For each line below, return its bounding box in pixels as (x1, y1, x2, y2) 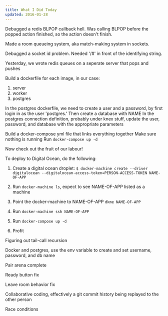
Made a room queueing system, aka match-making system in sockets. (5, 40, 149, 46)
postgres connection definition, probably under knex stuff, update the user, (5, 115, 160, 121)
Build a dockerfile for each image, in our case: (5, 75, 100, 81)
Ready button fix (5, 271, 39, 277)
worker (12, 90, 27, 96)
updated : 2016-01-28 (5, 12, 48, 17)
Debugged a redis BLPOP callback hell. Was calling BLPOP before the (5, 25, 148, 31)
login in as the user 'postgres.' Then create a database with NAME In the (5, 110, 154, 116)
